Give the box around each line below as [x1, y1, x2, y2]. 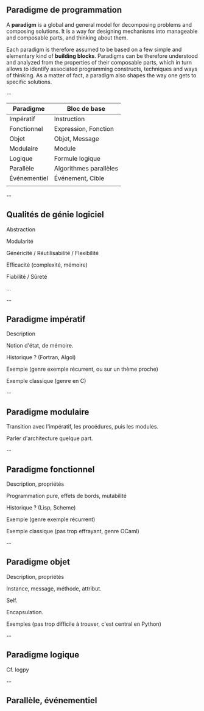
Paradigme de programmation [6, 5, 122, 15]
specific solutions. [6, 78, 52, 85]
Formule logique [54, 154, 100, 163]
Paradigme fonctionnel [6, 464, 95, 474]
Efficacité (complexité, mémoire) [6, 261, 88, 268]
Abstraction [6, 225, 35, 233]
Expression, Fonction [54, 124, 114, 133]
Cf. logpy [6, 666, 29, 673]
